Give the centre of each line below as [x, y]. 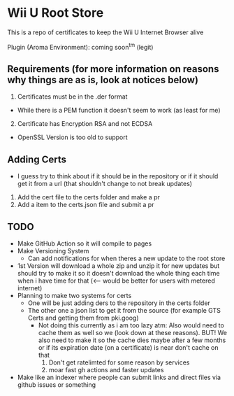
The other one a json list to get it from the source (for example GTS [124, 311]
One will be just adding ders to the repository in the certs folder [119, 303]
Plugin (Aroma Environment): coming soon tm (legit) [80, 46]
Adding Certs [37, 159]
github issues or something [57, 385]
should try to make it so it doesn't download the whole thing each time [118, 274]
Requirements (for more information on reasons [113, 69]
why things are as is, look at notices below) [103, 79]
